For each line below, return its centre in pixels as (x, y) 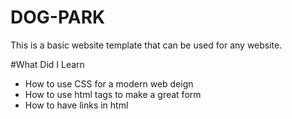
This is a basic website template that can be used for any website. (146, 45)
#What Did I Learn (47, 64)
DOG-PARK (58, 17)
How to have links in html (76, 105)
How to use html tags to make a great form (113, 94)
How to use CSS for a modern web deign (109, 83)
